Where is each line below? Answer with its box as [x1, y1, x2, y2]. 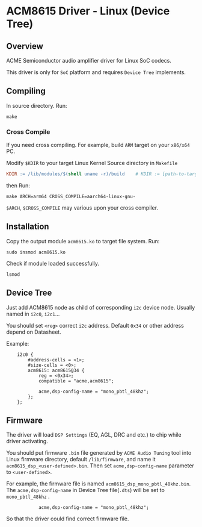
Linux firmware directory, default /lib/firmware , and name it [6, 456, 156, 463]
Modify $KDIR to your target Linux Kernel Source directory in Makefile [6, 160, 178, 167]
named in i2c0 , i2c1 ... [6, 310, 60, 317]
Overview [6, 41, 44, 51]
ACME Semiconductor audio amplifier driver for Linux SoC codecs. [6, 57, 171, 64]
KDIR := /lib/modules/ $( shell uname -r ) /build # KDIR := [6, 171, 161, 177]
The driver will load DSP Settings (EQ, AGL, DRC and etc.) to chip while [6, 431, 182, 438]
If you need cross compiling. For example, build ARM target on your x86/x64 [6, 142, 191, 149]
